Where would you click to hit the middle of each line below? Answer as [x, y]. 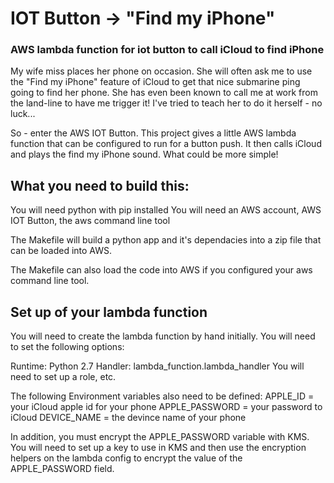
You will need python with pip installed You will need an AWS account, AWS [166, 210]
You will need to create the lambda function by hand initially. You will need [163, 336]
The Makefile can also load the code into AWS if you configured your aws [161, 270]
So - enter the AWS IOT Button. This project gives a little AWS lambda [153, 133]
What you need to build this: [100, 185]
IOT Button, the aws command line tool [90, 221]
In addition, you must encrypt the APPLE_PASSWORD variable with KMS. [160, 437]
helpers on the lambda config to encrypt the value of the [126, 458]
